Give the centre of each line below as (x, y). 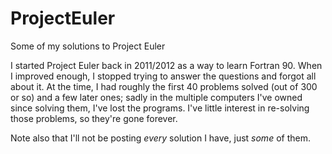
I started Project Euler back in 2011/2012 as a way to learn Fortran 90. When (166, 65)
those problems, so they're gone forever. (94, 118)
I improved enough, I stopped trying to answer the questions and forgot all (163, 76)
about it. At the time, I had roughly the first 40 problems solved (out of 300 (164, 86)
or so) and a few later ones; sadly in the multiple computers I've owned (156, 97)
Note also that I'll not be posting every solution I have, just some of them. (160, 138)
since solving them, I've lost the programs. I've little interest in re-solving (160, 108)
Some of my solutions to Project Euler (88, 46)
